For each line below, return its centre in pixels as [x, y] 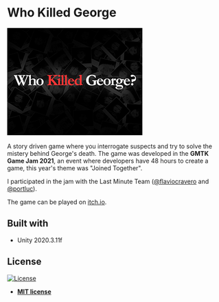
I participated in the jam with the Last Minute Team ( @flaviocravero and [108, 181]
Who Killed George [62, 13]
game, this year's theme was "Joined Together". [75, 168]
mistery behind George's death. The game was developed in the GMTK [108, 153]
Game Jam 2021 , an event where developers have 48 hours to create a [108, 161]
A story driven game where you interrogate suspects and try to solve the [110, 146]
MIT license [34, 291]
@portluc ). [22, 188]
